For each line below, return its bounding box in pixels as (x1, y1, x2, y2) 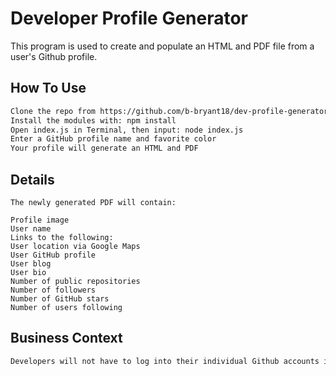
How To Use (10, 80, 87, 97)
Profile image (10, 215, 70, 225)
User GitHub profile (10, 250, 97, 260)
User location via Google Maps (10, 241, 141, 251)
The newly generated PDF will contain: (10, 197, 177, 207)
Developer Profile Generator (10, 7, 249, 30)
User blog (10, 258, 52, 269)
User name (10, 223, 52, 234)
